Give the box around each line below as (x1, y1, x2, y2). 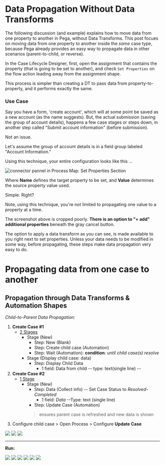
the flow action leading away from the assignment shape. (5, 71, 121, 77)
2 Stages (19, 329, 38, 335)
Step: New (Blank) (34, 339, 71, 345)
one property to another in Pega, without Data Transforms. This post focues (5, 35, 159, 41)
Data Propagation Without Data (5, 3, 135, 15)
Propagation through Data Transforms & (5, 293, 130, 302)
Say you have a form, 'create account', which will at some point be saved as (5, 109, 159, 115)
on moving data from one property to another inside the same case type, (5, 40, 153, 46)
